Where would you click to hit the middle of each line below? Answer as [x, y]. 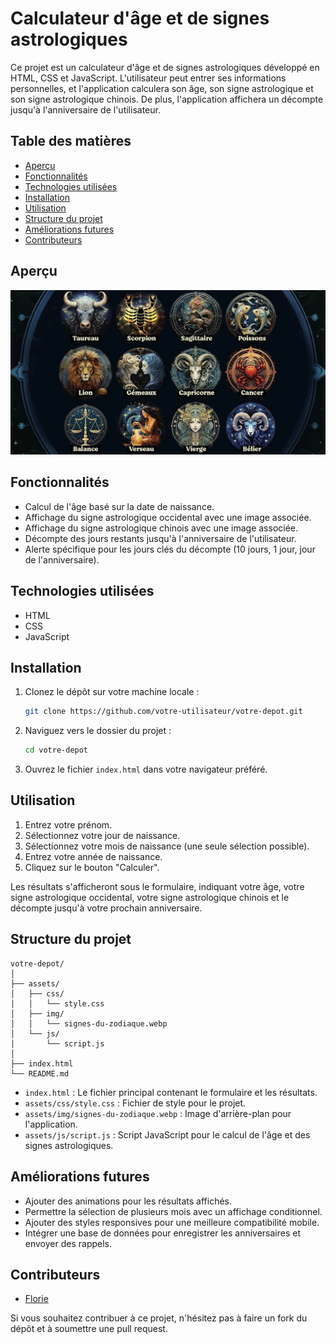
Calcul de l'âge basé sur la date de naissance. [119, 506]
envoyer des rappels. [68, 1243]
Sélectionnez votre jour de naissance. [102, 835]
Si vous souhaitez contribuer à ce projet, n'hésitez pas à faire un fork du [159, 1318]
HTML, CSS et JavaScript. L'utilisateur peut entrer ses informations [148, 78]
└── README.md [40, 1073]
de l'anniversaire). [62, 559]
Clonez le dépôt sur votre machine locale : [112, 692]
